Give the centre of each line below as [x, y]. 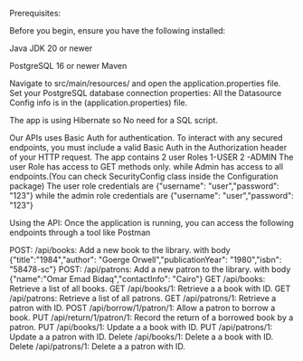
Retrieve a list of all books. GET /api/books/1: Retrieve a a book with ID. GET [150, 288]
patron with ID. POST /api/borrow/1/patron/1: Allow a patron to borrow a [142, 308]
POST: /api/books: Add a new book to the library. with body [120, 250]
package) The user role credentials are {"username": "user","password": [145, 186]
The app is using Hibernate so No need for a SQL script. [114, 120]
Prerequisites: [35, 13]
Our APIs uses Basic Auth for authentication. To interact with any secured [146, 138]
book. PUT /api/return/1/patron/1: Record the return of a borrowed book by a [151, 317]
